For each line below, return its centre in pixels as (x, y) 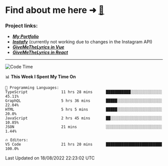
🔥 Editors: (17, 140)
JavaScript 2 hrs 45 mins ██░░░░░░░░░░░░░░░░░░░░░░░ (84, 118)
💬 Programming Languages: (32, 88)
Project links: (21, 26)
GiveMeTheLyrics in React (40, 52)
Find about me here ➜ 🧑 (55, 10)
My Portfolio (25, 36)
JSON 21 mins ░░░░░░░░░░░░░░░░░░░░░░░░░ (84, 127)
